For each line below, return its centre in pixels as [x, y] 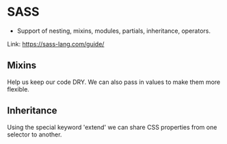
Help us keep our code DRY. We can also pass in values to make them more [114, 82]
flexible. [18, 89]
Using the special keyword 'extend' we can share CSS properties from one [112, 127]
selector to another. [35, 134]
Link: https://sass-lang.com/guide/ [56, 44]
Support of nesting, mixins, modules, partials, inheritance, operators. [113, 31]
